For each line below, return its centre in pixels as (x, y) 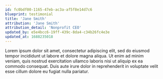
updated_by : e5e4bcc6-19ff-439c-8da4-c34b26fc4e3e (57, 32)
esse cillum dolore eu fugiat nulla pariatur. (47, 71)
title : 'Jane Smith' (26, 19)
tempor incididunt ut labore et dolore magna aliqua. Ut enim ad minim (74, 56)
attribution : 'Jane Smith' (32, 23)
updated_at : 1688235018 (29, 37)
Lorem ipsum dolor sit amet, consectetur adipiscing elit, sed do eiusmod (77, 50)
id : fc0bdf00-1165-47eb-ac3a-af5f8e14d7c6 (49, 10)
